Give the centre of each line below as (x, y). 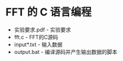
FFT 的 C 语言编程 (49, 12)
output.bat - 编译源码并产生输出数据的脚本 (66, 52)
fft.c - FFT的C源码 (36, 37)
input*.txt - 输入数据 (38, 44)
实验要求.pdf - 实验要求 (43, 30)
